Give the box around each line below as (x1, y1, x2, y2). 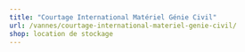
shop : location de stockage (9, 29, 114, 38)
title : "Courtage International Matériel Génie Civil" (9, 12, 217, 22)
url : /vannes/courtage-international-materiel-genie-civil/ (9, 21, 238, 30)
